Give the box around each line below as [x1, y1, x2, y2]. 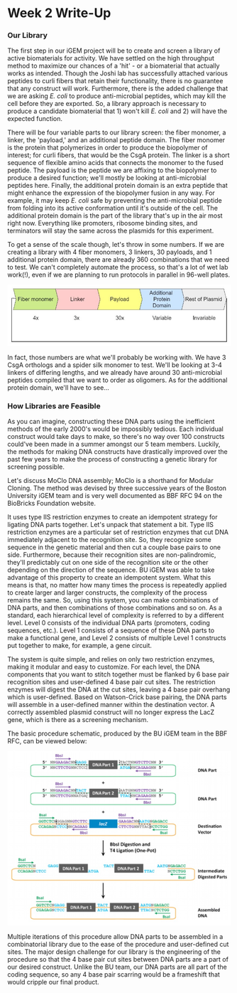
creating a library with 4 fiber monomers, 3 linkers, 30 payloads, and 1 [7, 248, 212, 257]
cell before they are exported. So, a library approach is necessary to [7, 100, 207, 108]
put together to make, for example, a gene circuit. [7, 642, 153, 650]
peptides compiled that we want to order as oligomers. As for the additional [7, 376, 228, 385]
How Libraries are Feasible [7, 400, 101, 410]
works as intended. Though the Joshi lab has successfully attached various [7, 69, 228, 78]
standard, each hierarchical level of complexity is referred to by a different [7, 611, 224, 620]
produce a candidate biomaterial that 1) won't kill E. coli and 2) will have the [7, 107, 228, 115]
